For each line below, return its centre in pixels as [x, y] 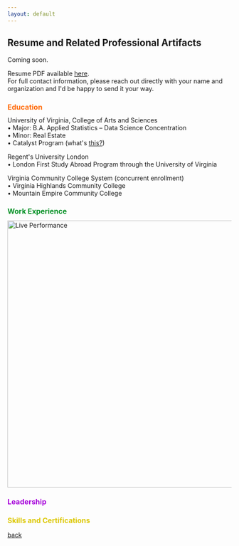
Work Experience [37, 211]
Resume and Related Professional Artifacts [104, 43]
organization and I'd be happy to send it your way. [81, 89]
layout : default [31, 14]
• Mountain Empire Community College [65, 193]
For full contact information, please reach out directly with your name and [115, 81]
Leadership [27, 502]
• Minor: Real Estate [37, 135]
